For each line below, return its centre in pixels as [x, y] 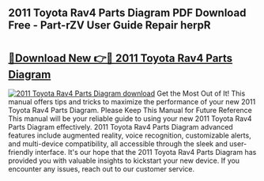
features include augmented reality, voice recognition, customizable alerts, [130, 135]
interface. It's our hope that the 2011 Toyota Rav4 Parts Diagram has [146, 152]
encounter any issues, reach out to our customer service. [102, 169]
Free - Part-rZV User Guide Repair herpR [109, 26]
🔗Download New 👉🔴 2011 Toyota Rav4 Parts [121, 58]
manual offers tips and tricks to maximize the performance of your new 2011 [132, 102]
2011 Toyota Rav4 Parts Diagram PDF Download [127, 13]
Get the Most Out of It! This [201, 93]
